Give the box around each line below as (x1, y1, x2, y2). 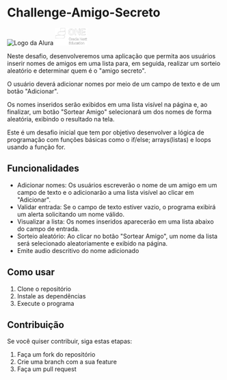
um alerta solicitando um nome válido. (16, 210, 125, 218)
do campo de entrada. (16, 224, 80, 233)
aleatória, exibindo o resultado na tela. (7, 115, 115, 123)
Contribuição (7, 319, 65, 331)
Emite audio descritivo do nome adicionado (16, 246, 139, 254)
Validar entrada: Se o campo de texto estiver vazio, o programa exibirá (16, 202, 216, 211)
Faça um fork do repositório (16, 351, 96, 359)
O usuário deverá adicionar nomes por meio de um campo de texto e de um (7, 80, 220, 88)
